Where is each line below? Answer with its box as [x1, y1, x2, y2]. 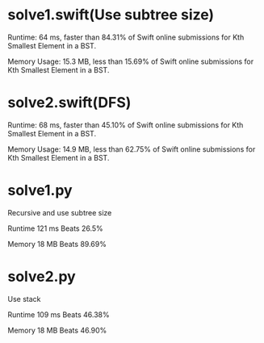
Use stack [7, 294, 41, 303]
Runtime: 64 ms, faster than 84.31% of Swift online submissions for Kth [7, 32, 245, 42]
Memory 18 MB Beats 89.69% [7, 239, 107, 249]
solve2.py [7, 268, 76, 286]
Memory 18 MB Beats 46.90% [7, 325, 107, 335]
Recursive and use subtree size [7, 207, 112, 217]
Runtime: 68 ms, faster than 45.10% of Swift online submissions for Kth [7, 119, 244, 130]
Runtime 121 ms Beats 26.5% [7, 224, 104, 233]
